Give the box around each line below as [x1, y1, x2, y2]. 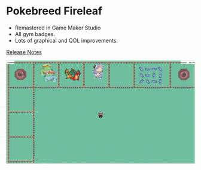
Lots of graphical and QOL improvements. [14, 37, 118, 44]
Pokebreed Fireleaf [6, 4, 103, 18]
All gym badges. [14, 30, 56, 37]
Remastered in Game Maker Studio [14, 24, 101, 31]
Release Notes [6, 48, 42, 55]
